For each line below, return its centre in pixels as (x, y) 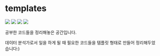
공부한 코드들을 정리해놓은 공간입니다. (41, 32)
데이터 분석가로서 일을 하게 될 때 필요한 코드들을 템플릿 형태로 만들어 (70, 42)
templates (26, 8)
